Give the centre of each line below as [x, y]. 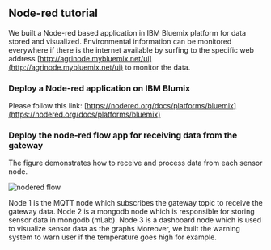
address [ [24, 58]
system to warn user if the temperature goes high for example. [112, 237]
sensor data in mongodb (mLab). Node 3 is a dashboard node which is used [135, 220]
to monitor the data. [158, 67]
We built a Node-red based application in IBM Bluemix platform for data [127, 32]
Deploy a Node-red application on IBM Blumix [100, 88]
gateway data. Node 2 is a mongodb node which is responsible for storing [131, 212]
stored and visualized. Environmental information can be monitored [120, 41]
